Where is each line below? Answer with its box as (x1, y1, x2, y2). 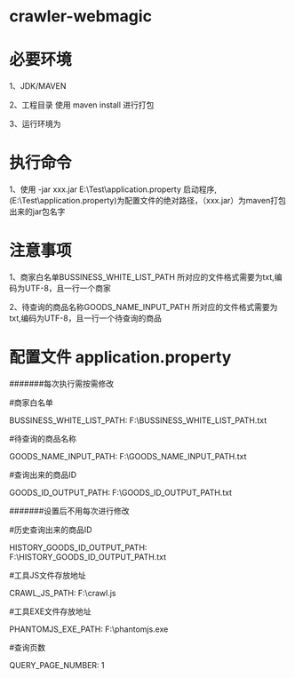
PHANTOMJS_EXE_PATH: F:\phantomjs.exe (9, 624, 169, 634)
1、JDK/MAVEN (9, 81, 67, 92)
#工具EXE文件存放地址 (9, 606, 92, 617)
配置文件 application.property (9, 347, 232, 368)
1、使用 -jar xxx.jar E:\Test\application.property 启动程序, (9, 184, 218, 195)
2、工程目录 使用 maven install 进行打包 (9, 100, 155, 110)
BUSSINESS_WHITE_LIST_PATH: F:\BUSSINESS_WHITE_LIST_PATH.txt (9, 415, 267, 426)
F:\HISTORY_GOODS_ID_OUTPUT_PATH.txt (9, 551, 167, 562)
